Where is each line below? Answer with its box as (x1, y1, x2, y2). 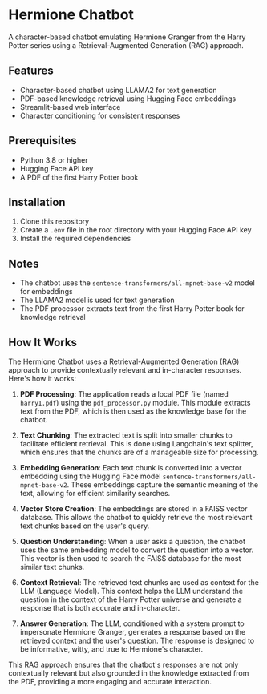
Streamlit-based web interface (19, 102, 121, 111)
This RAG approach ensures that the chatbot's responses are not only (8, 660, 239, 669)
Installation (8, 195, 66, 209)
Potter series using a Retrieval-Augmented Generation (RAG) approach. (8, 40, 245, 50)
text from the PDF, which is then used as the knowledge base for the (19, 406, 247, 416)
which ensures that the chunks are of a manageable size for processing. (19, 447, 259, 457)
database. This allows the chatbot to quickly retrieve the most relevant (19, 513, 253, 522)
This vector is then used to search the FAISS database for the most (19, 554, 241, 563)
